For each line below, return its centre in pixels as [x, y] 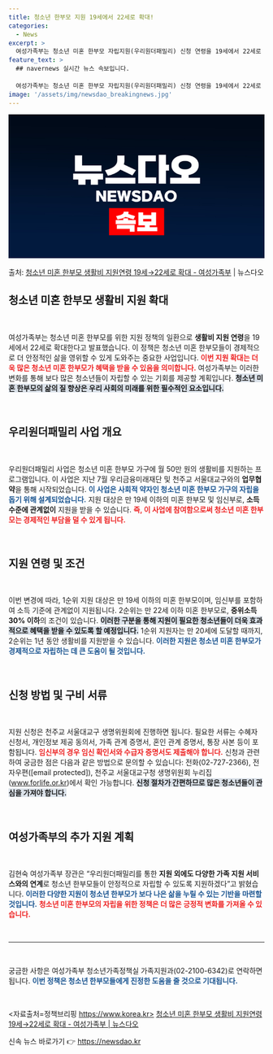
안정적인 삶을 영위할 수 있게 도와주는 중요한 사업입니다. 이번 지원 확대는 [138, 357]
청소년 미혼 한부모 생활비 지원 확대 [89, 301]
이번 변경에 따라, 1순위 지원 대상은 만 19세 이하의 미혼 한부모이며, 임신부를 [125, 600]
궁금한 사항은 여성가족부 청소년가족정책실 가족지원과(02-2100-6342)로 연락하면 [136, 971]
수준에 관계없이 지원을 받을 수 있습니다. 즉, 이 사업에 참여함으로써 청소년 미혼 [129, 509]
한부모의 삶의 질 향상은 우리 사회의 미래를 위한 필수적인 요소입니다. [121, 388]
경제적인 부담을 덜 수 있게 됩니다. [74, 520]
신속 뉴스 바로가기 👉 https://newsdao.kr [75, 1042]
